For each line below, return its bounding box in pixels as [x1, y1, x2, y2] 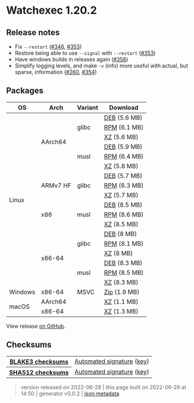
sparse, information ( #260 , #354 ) [14, 69, 97, 75]
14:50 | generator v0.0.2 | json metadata [20, 390, 120, 397]
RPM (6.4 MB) [104, 152, 144, 160]
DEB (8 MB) [104, 230, 137, 238]
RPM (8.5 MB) [104, 268, 144, 277]
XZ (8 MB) [104, 249, 133, 257]
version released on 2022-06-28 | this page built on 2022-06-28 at [20, 383, 186, 390]
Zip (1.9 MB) [104, 287, 140, 296]
